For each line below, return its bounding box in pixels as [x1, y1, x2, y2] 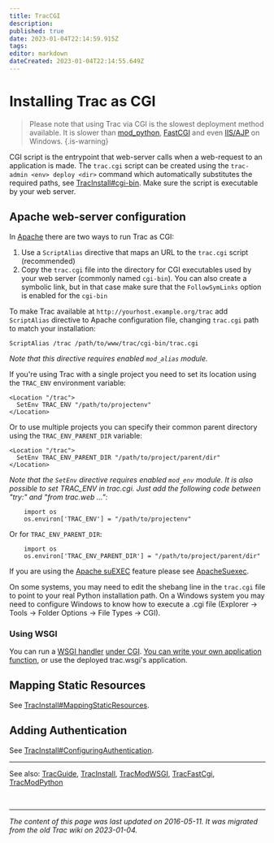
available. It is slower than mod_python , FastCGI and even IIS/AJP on [28, 128, 260, 137]
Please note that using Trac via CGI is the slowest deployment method [28, 119, 264, 128]
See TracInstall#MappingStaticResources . [9, 700, 150, 710]
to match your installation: [9, 323, 96, 333]
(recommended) [20, 256, 76, 266]
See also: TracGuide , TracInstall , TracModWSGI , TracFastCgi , [9, 768, 215, 778]
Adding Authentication [9, 724, 128, 737]
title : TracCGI [9, 11, 61, 20]
